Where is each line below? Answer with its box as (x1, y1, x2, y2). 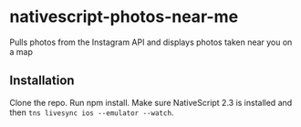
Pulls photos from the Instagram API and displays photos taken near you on (9, 37, 293, 48)
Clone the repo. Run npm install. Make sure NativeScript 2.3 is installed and (9, 97, 293, 108)
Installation (9, 73, 75, 89)
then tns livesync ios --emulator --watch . (9, 107, 174, 118)
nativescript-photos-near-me (9, 6, 239, 27)
